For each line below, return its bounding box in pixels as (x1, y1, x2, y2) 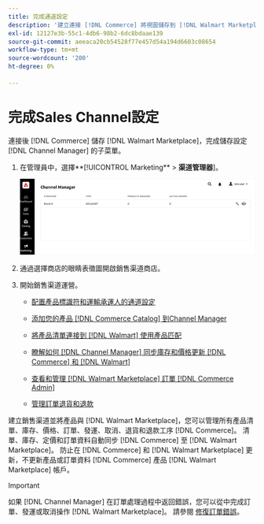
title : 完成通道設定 (8, 13, 68, 20)
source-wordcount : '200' (8, 54, 90, 62)
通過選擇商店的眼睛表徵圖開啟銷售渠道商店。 (19, 264, 165, 273)
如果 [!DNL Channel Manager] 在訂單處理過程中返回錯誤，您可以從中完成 (8, 497, 244, 507)
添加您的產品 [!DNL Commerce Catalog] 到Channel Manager (31, 314, 227, 323)
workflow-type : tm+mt (8, 46, 79, 54)
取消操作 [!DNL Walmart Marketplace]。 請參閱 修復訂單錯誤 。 (42, 507, 244, 516)
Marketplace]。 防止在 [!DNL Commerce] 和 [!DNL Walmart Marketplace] (8, 445, 244, 455)
